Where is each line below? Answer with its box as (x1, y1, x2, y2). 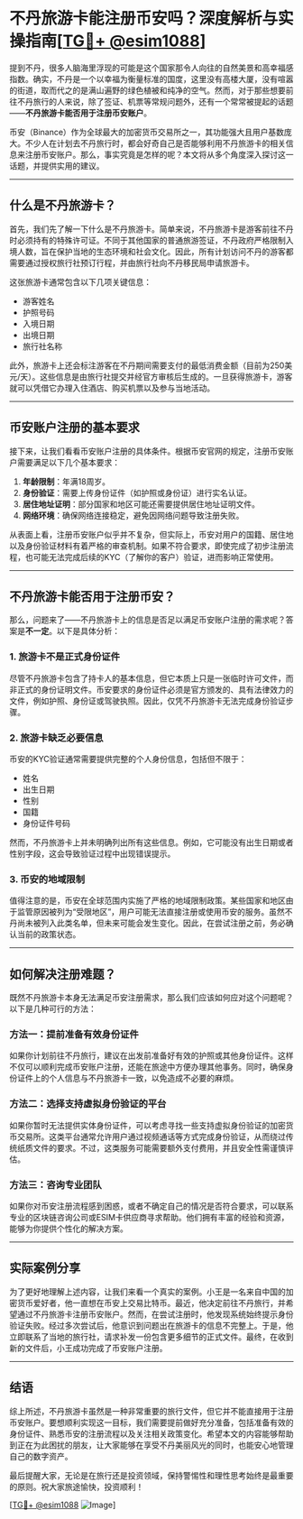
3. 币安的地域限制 (9, 872, 86, 885)
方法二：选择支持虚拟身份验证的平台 (9, 1098, 167, 1110)
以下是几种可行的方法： (9, 1003, 96, 1015)
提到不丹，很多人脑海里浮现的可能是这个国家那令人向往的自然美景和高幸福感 (9, 62, 294, 73)
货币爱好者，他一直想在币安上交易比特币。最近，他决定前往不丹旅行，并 (16, 1297, 286, 1308)
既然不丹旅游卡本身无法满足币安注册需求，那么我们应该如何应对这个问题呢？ (9, 992, 294, 1003)
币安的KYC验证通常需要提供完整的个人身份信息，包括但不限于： (9, 753, 247, 764)
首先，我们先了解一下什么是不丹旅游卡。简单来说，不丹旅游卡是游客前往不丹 (9, 223, 294, 235)
